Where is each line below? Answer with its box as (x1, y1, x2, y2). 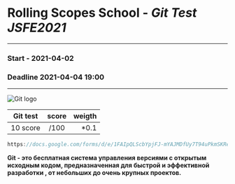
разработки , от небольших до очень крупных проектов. (7, 169, 182, 177)
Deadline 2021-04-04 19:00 (7, 72, 105, 82)
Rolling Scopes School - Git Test (7, 5, 197, 21)
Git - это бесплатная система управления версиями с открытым (7, 154, 207, 162)
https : (7, 141, 27, 148)
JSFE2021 (7, 20, 66, 36)
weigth (73, 111, 97, 121)
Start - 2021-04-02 (7, 53, 75, 63)
